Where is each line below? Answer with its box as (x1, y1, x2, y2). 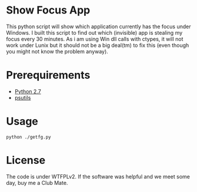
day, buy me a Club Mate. (6, 179, 68, 186)
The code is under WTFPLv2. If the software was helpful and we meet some (6, 173, 190, 180)
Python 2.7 (14, 87, 41, 95)
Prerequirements (6, 69, 91, 82)
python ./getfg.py (6, 134, 51, 140)
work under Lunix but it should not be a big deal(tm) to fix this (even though (6, 42, 189, 49)
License (6, 154, 46, 167)
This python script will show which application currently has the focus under (6, 23, 191, 30)
